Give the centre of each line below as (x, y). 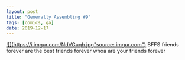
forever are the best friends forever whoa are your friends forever (86, 51)
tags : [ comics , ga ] (30, 22)
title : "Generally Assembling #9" (49, 17)
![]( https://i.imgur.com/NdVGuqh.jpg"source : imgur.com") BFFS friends (92, 45)
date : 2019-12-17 (27, 28)
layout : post (22, 11)
